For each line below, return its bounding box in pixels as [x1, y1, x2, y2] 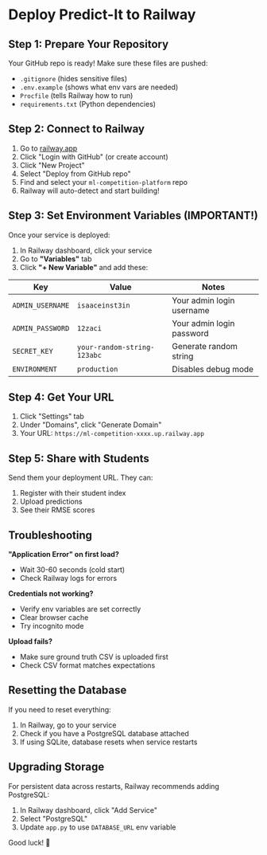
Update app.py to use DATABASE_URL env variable [19, 822, 176, 832]
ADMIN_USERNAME [12, 300, 70, 310]
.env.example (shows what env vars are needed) [19, 82, 179, 92]
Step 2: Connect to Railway [8, 122, 145, 136]
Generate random [172, 340, 238, 351]
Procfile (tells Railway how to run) [19, 91, 133, 100]
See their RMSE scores [19, 505, 95, 515]
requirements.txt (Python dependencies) [19, 100, 157, 108]
